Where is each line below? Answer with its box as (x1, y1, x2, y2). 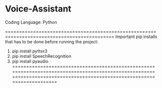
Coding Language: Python (5, 19, 57, 25)
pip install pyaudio (12, 58, 49, 64)
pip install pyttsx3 (12, 48, 47, 54)
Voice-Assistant (5, 3, 72, 14)
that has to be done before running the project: (5, 38, 98, 44)
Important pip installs (115, 34, 158, 39)
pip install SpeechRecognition (12, 53, 72, 59)
